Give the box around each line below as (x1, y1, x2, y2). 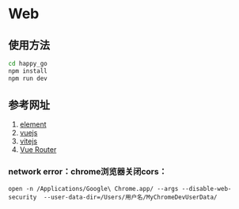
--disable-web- (181, 184, 232, 192)
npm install (8, 66, 47, 75)
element (19, 120, 47, 129)
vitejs (19, 136, 38, 146)
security (8, 193, 37, 201)
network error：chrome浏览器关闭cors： (8, 166, 168, 177)
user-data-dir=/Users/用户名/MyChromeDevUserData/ (50, 193, 218, 201)
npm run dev (8, 74, 47, 82)
